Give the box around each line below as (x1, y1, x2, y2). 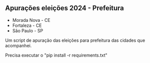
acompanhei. (5, 42, 32, 49)
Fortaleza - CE (12, 22, 42, 28)
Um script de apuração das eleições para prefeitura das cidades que (5, 37, 145, 43)
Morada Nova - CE (12, 17, 50, 23)
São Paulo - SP (12, 27, 44, 34)
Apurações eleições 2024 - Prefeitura (5, 4, 124, 12)
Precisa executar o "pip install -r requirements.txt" (5, 52, 108, 58)
